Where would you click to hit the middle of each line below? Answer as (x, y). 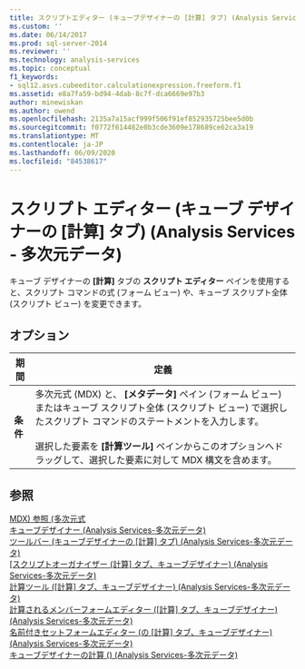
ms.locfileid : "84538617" (58, 161)
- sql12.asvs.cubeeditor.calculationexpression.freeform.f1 (126, 85)
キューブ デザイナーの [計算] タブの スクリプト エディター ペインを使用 (142, 281)
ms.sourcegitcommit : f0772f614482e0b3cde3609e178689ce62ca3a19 (132, 128)
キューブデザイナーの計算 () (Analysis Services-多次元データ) (124, 655)
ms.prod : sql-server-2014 (58, 43)
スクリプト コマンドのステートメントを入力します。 (154, 421)
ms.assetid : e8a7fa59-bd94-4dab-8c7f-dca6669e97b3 (107, 93)
